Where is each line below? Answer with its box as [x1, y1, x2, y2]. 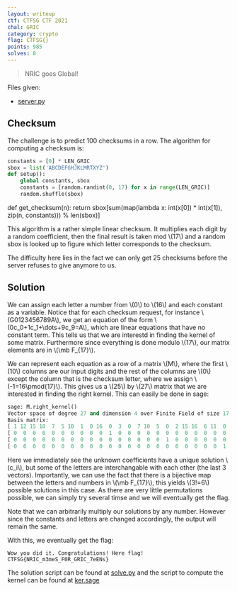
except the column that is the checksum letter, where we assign [7, 374, 193, 383]
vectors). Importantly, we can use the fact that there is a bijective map [7, 470, 212, 479]
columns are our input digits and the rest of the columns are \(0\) [22, 367, 212, 375]
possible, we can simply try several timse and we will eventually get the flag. [7, 493, 230, 502]
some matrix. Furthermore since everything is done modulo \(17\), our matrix [7, 338, 230, 346]
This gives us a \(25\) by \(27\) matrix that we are [63, 382, 207, 390]
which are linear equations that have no [91, 323, 206, 331]
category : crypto [7, 30, 59, 38]
